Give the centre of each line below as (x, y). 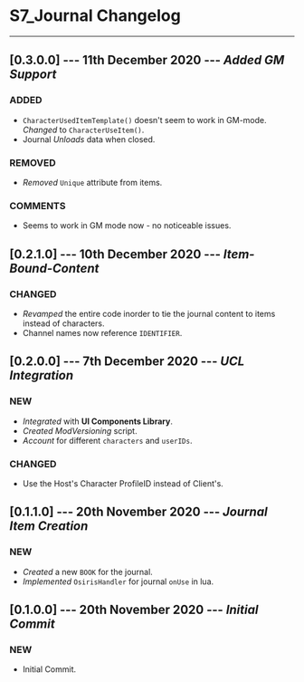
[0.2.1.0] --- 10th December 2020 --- (115, 254)
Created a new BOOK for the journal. (88, 572)
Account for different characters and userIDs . (107, 440)
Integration (42, 375)
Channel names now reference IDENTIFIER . (102, 332)
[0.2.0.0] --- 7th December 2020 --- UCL (127, 362)
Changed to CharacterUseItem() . (83, 130)
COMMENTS (38, 206)
